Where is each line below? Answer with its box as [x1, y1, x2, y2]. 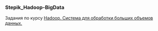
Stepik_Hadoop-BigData [5, 4, 65, 11]
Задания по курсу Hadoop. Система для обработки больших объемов [5, 15, 153, 21]
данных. [5, 20, 22, 26]
